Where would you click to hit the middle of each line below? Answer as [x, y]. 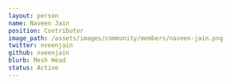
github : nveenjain [39, 53]
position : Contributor [46, 30]
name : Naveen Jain [39, 23]
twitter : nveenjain [41, 46]
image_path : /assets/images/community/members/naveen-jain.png [116, 38]
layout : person [34, 16]
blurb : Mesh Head [37, 61]
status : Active [34, 68]
